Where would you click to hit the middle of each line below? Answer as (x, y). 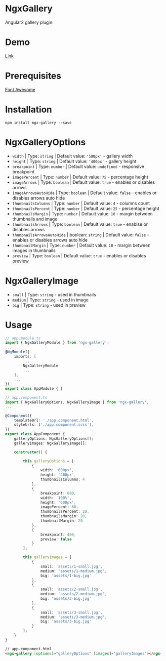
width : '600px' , (57, 470)
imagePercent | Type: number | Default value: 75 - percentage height (80, 177)
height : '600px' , (58, 502)
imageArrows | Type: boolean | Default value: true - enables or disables (83, 182)
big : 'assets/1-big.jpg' (66, 576)
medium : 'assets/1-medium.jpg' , (74, 571)
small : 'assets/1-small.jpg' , (71, 566)
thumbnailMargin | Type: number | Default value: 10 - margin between (81, 245)
